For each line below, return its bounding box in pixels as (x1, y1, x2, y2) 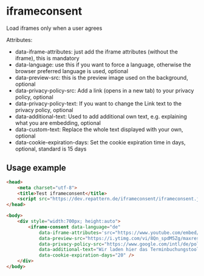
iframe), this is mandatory (15, 54, 80, 62)
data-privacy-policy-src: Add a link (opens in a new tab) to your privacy (15, 87, 194, 94)
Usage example (6, 163, 67, 173)
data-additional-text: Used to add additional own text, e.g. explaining (15, 113, 187, 120)
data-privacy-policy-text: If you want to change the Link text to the (15, 99, 182, 107)
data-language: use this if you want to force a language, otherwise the (15, 61, 191, 68)
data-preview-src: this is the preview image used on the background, (15, 74, 188, 81)
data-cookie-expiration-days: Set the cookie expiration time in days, (15, 138, 186, 146)
